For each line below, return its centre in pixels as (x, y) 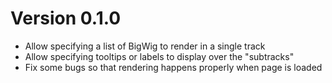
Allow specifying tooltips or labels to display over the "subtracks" (159, 56)
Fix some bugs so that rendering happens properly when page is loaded (173, 67)
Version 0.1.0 (66, 18)
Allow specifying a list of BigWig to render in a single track (145, 46)
